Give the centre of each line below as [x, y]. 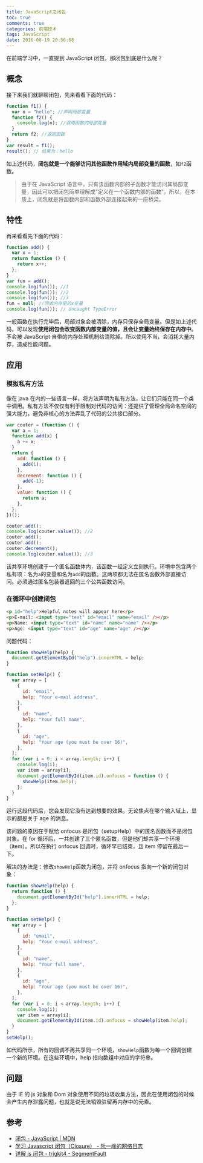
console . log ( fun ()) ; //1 [37, 287]
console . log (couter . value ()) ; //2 [50, 532]
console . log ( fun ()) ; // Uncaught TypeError [62, 310]
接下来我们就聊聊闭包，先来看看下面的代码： [62, 94]
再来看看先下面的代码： [35, 236]
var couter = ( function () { [43, 425]
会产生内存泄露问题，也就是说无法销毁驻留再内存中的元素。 [80, 1102]
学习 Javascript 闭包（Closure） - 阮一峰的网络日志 [79, 1146]
